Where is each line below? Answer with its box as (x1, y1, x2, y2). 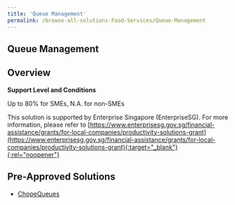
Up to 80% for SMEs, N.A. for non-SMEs (7, 99, 125, 108)
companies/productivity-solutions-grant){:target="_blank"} (7, 142, 178, 151)
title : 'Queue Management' (7, 10, 87, 18)
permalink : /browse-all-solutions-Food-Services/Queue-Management (7, 17, 206, 24)
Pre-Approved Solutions (7, 170, 116, 183)
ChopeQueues (17, 190, 60, 198)
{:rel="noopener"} (7, 150, 60, 159)
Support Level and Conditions (7, 85, 96, 94)
